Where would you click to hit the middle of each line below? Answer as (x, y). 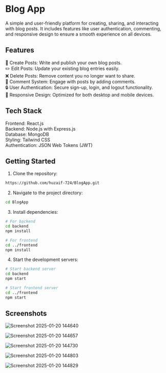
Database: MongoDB (27, 134)
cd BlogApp (17, 202)
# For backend (20, 221)
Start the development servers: (45, 259)
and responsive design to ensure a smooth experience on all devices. (79, 34)
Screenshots (26, 314)
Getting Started (30, 161)
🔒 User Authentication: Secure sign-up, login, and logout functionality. (79, 87)
